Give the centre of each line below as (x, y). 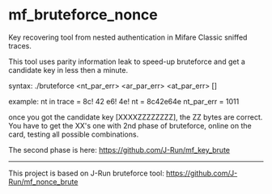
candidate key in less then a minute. (68, 70)
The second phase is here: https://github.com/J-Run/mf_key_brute (119, 150)
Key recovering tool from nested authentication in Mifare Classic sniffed (128, 37)
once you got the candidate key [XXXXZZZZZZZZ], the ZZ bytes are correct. (136, 117)
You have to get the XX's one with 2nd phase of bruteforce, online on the (130, 125)
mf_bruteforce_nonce (83, 15)
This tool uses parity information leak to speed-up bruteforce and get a (127, 61)
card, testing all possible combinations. (74, 134)
